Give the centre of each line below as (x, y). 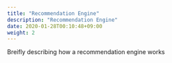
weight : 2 (21, 33)
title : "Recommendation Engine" (53, 13)
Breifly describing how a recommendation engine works (86, 52)
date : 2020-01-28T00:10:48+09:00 (55, 26)
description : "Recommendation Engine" (62, 20)
